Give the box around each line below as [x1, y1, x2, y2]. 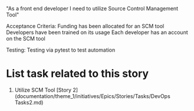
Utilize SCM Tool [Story [14, 86, 72, 93]
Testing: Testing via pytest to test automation [6, 46, 116, 53]
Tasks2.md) [14, 99, 44, 106]
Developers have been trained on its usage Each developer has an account [6, 29, 188, 36]
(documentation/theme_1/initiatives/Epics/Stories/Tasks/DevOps [14, 92, 171, 99]
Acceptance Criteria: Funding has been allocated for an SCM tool [6, 23, 165, 29]
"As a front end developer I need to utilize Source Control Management [6, 5, 179, 12]
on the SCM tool [6, 35, 45, 42]
